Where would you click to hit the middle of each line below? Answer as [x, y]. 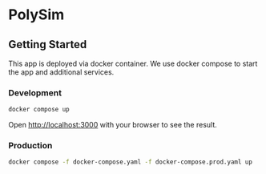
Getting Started [48, 45]
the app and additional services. [61, 72]
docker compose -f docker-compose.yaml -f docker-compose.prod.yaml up [130, 162]
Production [30, 146]
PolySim [36, 15]
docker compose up [39, 110]
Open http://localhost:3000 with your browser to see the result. [113, 125]
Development [35, 92]
